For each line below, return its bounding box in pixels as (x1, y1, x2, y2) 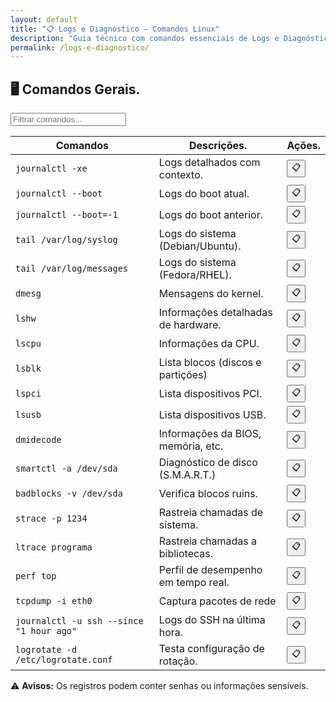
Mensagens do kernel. (158, 287, 264, 301)
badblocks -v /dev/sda (15, 488, 123, 500)
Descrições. (188, 139, 248, 153)
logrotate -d (15, 644, 78, 656)
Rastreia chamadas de (158, 506, 264, 520)
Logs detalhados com (158, 156, 261, 170)
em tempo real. (158, 576, 230, 590)
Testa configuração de (158, 642, 265, 656)
